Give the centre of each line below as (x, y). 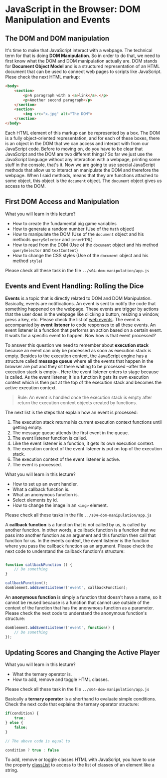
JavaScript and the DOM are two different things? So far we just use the (79, 154)
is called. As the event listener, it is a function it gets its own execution (77, 377)
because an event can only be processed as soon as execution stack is (78, 350)
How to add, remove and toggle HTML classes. (61, 679)
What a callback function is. (41, 489)
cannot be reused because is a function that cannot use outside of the (77, 602)
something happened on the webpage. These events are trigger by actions (82, 309)
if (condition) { (22, 713)
